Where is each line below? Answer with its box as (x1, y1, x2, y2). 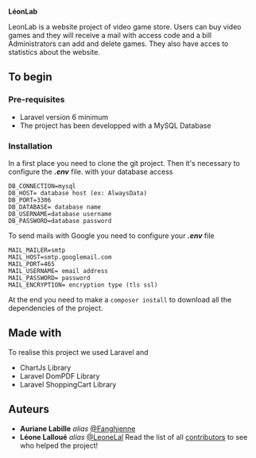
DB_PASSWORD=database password (8, 217, 112, 225)
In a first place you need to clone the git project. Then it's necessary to (8, 158, 240, 167)
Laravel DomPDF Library (19, 371, 100, 380)
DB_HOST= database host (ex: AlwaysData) (8, 189, 148, 197)
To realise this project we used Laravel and (8, 347, 149, 356)
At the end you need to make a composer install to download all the (8, 294, 232, 304)
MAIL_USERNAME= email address (8, 267, 109, 275)
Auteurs (8, 402, 50, 416)
